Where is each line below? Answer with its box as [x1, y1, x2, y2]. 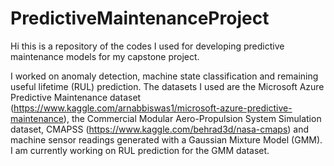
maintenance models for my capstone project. [10, 50, 200, 62]
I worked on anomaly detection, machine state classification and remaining [10, 70, 319, 82]
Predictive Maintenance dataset [10, 91, 142, 103]
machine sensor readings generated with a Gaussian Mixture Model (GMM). [10, 133, 323, 146]
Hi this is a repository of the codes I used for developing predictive [10, 40, 285, 52]
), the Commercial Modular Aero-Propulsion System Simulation [63, 112, 322, 124]
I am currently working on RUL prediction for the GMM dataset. [10, 144, 270, 156]
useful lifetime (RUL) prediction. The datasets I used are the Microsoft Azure [10, 80, 325, 92]
